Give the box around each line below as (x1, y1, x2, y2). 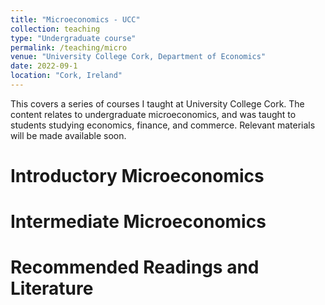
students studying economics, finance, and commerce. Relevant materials (10, 119, 316, 131)
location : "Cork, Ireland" (10, 71, 123, 81)
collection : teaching (10, 24, 101, 34)
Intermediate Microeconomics (10, 211, 267, 233)
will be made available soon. (10, 129, 127, 141)
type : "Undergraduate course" (10, 33, 137, 43)
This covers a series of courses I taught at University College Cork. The (10, 97, 305, 110)
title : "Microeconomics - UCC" (10, 14, 141, 25)
